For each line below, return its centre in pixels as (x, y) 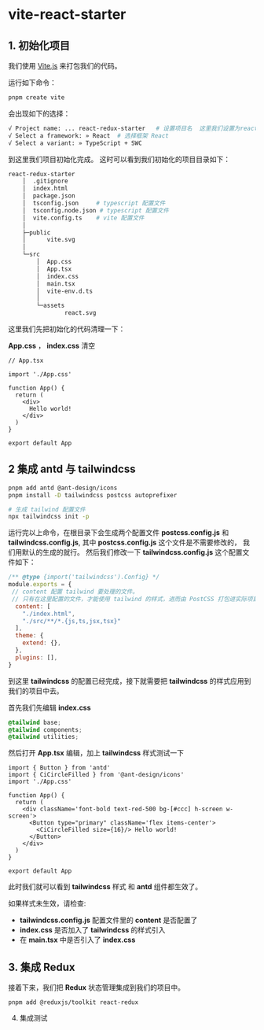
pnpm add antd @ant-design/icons (63, 488)
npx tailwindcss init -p (49, 517)
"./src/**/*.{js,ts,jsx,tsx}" (72, 621)
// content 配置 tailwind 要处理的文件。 (75, 592)
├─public (37, 233)
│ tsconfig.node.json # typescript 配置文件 (95, 210)
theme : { (29, 636)
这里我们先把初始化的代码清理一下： (67, 329)
